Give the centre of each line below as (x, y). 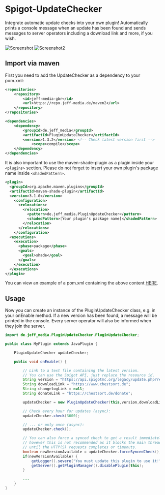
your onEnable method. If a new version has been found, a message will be (81, 315)
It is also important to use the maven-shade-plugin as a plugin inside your (80, 163)
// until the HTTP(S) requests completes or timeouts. (80, 447)
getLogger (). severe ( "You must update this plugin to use (91, 461)
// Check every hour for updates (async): (67, 411)
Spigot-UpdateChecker (54, 9)
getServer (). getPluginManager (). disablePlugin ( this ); (87, 465)
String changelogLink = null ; (54, 389)
